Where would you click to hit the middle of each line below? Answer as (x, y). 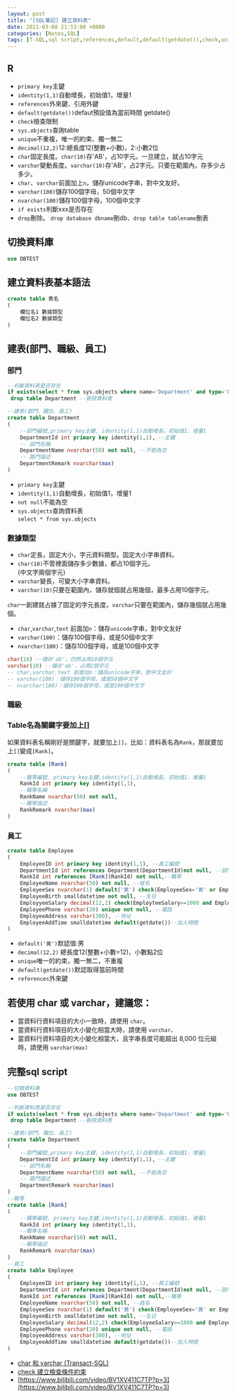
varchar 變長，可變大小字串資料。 (65, 581)
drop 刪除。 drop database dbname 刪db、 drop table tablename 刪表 (113, 218)
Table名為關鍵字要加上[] (48, 726)
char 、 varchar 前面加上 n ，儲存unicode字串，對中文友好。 (100, 183)
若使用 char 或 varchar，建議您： (80, 1003)
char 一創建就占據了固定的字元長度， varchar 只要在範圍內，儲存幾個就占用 (114, 605)
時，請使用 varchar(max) (53, 1047)
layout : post (26, 14)
